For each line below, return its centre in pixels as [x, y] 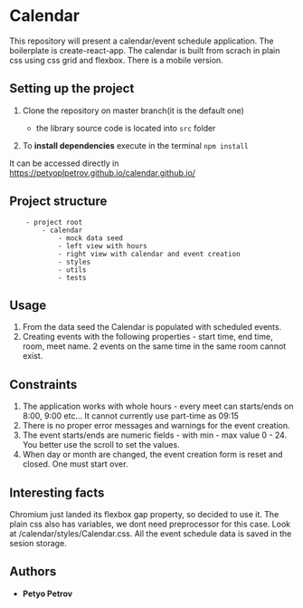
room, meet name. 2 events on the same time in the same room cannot [154, 346]
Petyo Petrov [47, 594]
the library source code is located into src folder [126, 128]
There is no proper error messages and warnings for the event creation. [156, 426]
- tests [72, 277]
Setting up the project [72, 88]
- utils [72, 270]
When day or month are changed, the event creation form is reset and [152, 455]
